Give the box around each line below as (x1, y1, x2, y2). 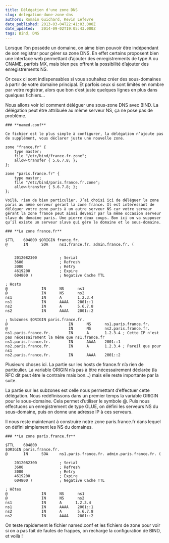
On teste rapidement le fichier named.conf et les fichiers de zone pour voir (5, 522, 160, 528)
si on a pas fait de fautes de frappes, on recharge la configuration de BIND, (5, 528, 161, 533)
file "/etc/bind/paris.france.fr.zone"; (14, 180, 100, 185)
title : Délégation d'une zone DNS (5, 7, 78, 13)
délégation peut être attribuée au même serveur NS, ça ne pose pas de (5, 107, 153, 113)
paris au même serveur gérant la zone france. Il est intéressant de (5, 202, 155, 207)
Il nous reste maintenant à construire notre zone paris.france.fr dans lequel (5, 419, 161, 425)
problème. (5, 113, 27, 119)
